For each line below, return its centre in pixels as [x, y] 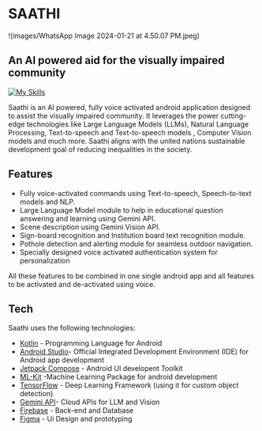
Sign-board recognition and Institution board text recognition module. [133, 235]
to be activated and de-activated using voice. [82, 284]
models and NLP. [47, 202]
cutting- [234, 115]
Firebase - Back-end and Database [77, 410]
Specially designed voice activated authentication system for [119, 252]
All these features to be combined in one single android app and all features [131, 276]
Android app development [62, 360]
